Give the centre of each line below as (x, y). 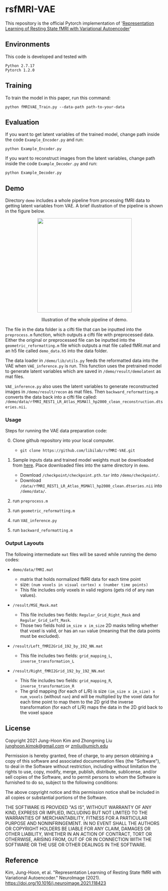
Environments (28, 45)
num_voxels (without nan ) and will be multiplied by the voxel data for (90, 696)
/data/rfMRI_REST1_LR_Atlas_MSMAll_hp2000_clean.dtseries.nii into (91, 486)
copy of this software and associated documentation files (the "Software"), (83, 761)
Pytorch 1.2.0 (20, 70)
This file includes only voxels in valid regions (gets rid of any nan (87, 589)
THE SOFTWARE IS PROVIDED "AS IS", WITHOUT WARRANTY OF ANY (78, 807)
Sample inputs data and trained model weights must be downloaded (83, 460)
